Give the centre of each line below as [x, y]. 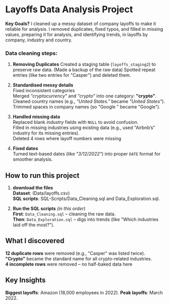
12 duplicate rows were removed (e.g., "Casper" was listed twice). [75, 253]
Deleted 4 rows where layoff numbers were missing [67, 139]
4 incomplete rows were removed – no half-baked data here [69, 264]
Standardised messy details [43, 85]
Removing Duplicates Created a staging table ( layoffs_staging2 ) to [84, 64]
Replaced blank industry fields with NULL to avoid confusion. [76, 122]
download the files [33, 188]
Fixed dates [25, 148]
